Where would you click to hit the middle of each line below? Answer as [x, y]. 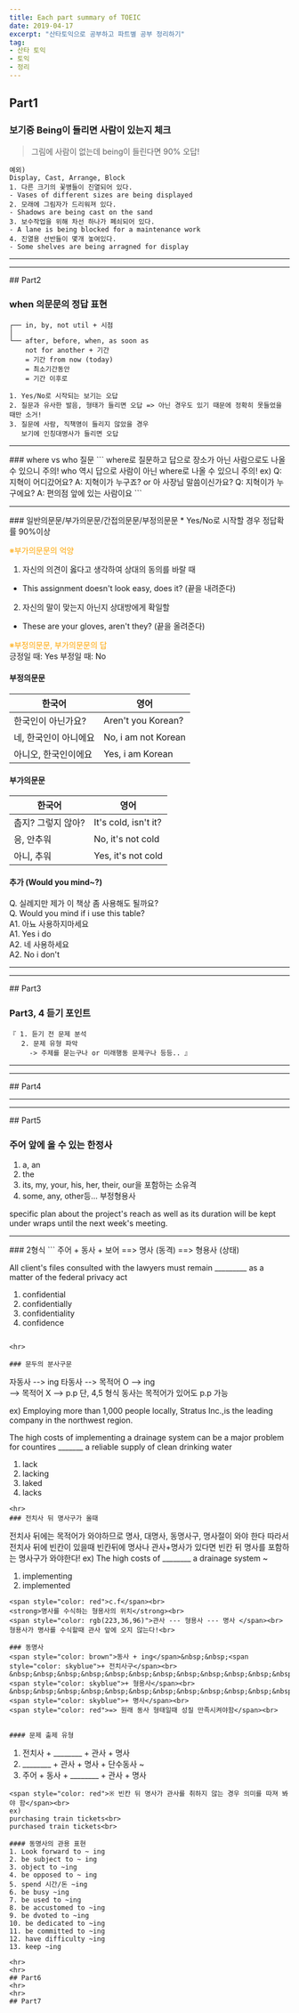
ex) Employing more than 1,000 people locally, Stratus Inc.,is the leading [141, 1411]
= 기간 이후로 [47, 378]
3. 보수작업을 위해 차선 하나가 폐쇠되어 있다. [82, 222]
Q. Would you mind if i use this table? [77, 913]
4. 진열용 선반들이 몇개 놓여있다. [63, 239]
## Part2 [25, 280]
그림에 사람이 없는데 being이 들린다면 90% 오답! [115, 151]
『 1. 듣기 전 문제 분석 [48, 1034]
